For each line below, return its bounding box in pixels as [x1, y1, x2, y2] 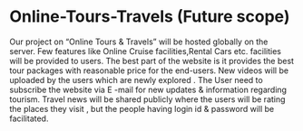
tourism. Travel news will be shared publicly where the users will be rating [9, 93, 286, 105]
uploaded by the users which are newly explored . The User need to [9, 74, 263, 85]
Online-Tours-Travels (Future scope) [9, 6, 290, 27]
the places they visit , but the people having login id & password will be [9, 103, 275, 114]
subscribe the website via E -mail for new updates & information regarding [9, 84, 288, 95]
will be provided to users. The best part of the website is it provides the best [9, 55, 295, 66]
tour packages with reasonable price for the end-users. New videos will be [9, 65, 288, 76]
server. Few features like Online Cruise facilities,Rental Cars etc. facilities [9, 45, 281, 56]
